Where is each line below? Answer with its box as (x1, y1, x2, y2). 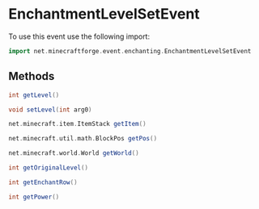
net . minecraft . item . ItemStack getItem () (8, 120, 147, 128)
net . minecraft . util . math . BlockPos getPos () (8, 135, 158, 143)
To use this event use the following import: (8, 31, 151, 41)
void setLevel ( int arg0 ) (8, 106, 92, 114)
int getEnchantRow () (8, 178, 79, 186)
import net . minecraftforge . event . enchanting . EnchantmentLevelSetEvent (8, 47, 252, 55)
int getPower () (8, 193, 60, 201)
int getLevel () (8, 90, 60, 99)
